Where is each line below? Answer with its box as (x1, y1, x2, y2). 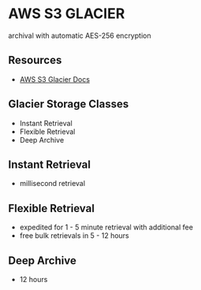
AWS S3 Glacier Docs (19, 74, 91, 84)
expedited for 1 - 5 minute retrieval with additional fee (19, 222, 193, 232)
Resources (8, 54, 62, 67)
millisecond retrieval (19, 179, 85, 188)
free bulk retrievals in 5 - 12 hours (19, 231, 129, 240)
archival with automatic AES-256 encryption (8, 31, 151, 40)
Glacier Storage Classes (8, 98, 129, 111)
